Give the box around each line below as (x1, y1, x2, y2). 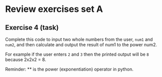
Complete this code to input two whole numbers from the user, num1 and (5, 36, 153, 42)
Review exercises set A (5, 3, 103, 15)
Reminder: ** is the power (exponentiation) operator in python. (5, 66, 134, 72)
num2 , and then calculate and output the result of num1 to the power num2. (5, 42, 157, 48)
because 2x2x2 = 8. (5, 57, 46, 63)
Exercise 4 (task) (5, 23, 59, 32)
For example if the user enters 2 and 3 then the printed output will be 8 (5, 51, 149, 57)
